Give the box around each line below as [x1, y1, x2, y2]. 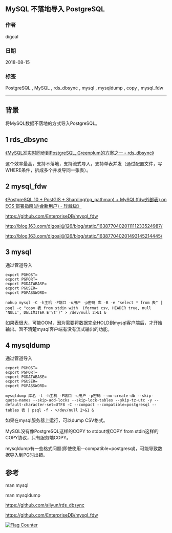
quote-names [5, 398, 31, 403]
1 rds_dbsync [5, 135, 49, 144]
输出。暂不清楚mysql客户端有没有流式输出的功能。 [5, 326, 113, 332]
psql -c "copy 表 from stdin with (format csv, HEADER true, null [5, 305, 152, 311]
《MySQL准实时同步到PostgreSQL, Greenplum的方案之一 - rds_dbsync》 [5, 150, 155, 156]
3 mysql [5, 248, 32, 257]
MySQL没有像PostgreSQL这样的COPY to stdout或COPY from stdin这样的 [5, 428, 159, 434]
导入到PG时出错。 [9, 452, 48, 458]
